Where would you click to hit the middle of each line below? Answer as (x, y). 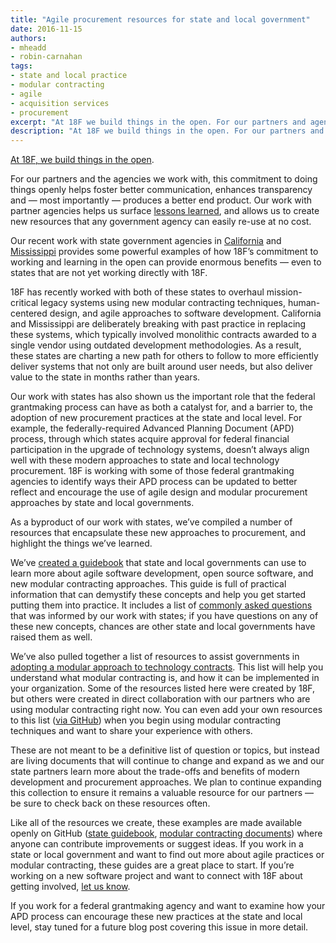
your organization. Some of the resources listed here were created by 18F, (163, 688)
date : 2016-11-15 (46, 29)
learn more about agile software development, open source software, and (162, 573)
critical (24, 303)
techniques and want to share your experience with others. (131, 731)
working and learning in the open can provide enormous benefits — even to (166, 262)
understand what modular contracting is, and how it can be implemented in (165, 678)
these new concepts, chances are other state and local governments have (163, 627)
